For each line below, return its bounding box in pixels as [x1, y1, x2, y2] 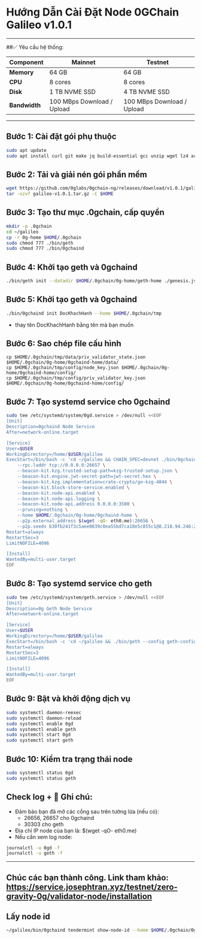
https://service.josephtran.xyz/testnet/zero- [6, 882, 178, 892]
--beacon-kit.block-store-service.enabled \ [17, 484, 130, 490]
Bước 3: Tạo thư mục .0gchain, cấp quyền [6, 208, 165, 218]
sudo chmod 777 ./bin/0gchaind [6, 245, 84, 252]
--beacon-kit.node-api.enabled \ [17, 490, 100, 496]
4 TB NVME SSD [123, 87, 170, 96]
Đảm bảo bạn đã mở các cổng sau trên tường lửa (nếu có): [14, 807, 160, 815]
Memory [9, 68, 34, 77]
